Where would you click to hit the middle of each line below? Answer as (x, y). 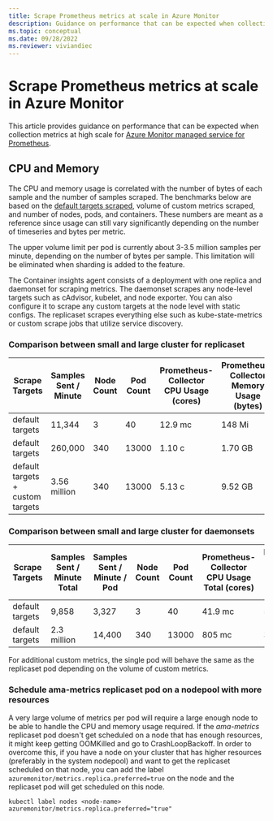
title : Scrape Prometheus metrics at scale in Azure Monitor (114, 16)
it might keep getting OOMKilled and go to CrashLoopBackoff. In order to (130, 743)
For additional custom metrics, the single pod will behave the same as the (131, 660)
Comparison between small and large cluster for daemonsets (132, 531)
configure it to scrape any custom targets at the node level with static (125, 306)
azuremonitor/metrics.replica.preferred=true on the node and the (121, 778)
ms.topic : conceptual (45, 31)
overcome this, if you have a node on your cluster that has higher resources (135, 752)
